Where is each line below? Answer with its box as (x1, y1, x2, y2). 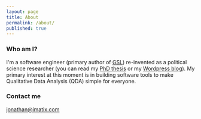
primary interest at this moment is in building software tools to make (6, 71, 173, 78)
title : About (6, 14, 39, 20)
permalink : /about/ (6, 20, 55, 26)
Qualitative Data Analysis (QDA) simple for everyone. (6, 77, 136, 84)
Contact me (6, 92, 41, 101)
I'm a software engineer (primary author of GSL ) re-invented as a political (6, 58, 187, 65)
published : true (6, 25, 47, 32)
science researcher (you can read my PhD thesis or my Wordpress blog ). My (6, 65, 195, 72)
